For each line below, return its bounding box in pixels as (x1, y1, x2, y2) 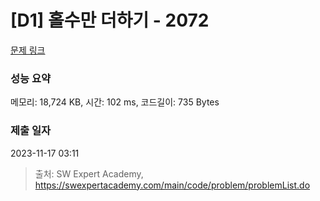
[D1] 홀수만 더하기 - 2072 (10, 9, 210, 32)
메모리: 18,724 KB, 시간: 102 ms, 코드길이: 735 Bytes (10, 96, 220, 108)
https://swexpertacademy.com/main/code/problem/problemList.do (34, 179, 311, 191)
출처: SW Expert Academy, (34, 167, 144, 180)
